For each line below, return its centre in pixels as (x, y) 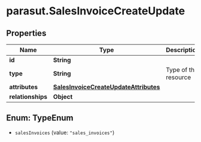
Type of (177, 70)
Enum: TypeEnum (40, 118)
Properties (26, 33)
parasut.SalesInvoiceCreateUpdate (96, 11)
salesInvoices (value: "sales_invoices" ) (65, 132)
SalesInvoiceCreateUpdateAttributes (106, 87)
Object (63, 97)
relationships (28, 97)
